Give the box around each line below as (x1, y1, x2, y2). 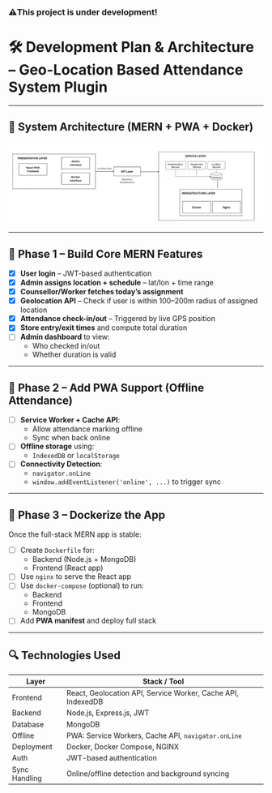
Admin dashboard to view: (19, 332, 111, 342)
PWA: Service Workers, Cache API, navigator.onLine (66, 731, 243, 740)
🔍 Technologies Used (8, 648, 121, 662)
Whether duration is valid (32, 349, 117, 359)
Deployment (11, 742, 53, 752)
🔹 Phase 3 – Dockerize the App (8, 508, 166, 521)
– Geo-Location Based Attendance (8, 61, 244, 79)
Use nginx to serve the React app (19, 572, 132, 581)
